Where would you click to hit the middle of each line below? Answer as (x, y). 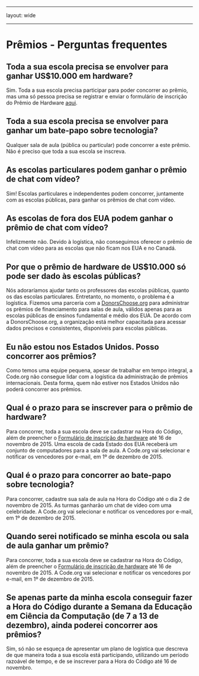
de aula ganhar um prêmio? (57, 546)
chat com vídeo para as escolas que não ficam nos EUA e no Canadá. (91, 248)
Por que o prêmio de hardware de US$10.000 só (96, 267)
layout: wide (21, 15)
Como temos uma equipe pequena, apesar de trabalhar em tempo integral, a (99, 371)
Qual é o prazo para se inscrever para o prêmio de (99, 408)
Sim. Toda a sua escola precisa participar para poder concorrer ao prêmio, (97, 90)
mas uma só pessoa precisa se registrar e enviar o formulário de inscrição (97, 96)
